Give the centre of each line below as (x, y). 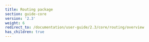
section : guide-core (26, 14)
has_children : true (25, 32)
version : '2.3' (20, 18)
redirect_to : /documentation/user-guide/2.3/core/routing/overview (75, 28)
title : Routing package (29, 9)
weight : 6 (15, 23)
